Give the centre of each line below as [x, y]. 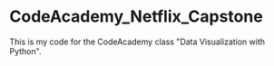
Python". [25, 51]
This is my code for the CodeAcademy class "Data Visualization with [137, 42]
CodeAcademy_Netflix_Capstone [136, 17]
